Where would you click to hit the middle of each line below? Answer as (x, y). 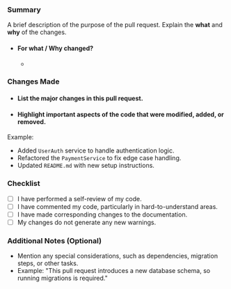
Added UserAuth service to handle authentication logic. (96, 150)
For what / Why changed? (55, 48)
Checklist (24, 184)
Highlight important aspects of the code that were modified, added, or (120, 114)
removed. (32, 122)
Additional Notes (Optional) (55, 240)
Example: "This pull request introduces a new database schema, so (114, 271)
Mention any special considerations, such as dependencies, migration (117, 256)
